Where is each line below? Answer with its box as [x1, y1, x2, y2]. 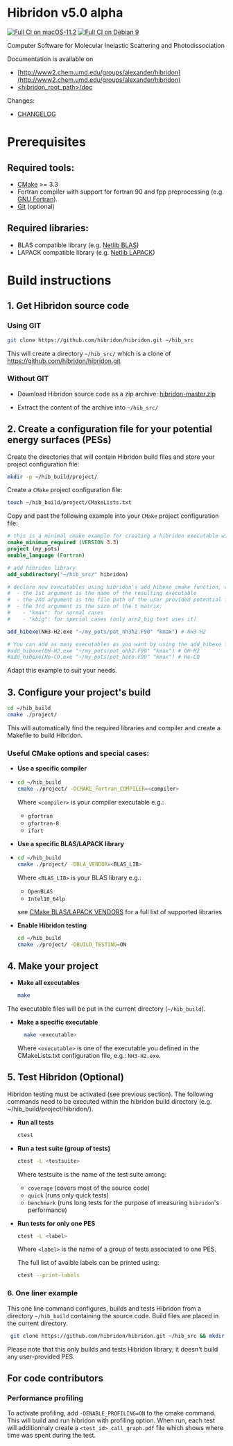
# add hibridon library [7, 564, 76, 571]
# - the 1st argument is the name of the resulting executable [7, 590, 197, 597]
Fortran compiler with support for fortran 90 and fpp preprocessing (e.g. [17, 187, 224, 196]
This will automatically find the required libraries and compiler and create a [7, 723, 221, 732]
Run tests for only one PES [17, 1219, 96, 1227]
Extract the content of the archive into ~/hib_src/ [17, 403, 159, 411]
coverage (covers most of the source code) [27, 1184, 150, 1192]
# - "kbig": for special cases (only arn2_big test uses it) [7, 616, 197, 623]
